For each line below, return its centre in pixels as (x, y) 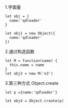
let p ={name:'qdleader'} (31, 92)
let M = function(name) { (31, 61)
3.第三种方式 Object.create (32, 83)
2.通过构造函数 (20, 52)
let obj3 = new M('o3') (29, 73)
